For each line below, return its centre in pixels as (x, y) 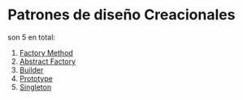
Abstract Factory (48, 61)
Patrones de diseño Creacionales (121, 15)
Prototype (36, 78)
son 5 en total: (32, 37)
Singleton (35, 87)
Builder (31, 69)
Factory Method (46, 52)
